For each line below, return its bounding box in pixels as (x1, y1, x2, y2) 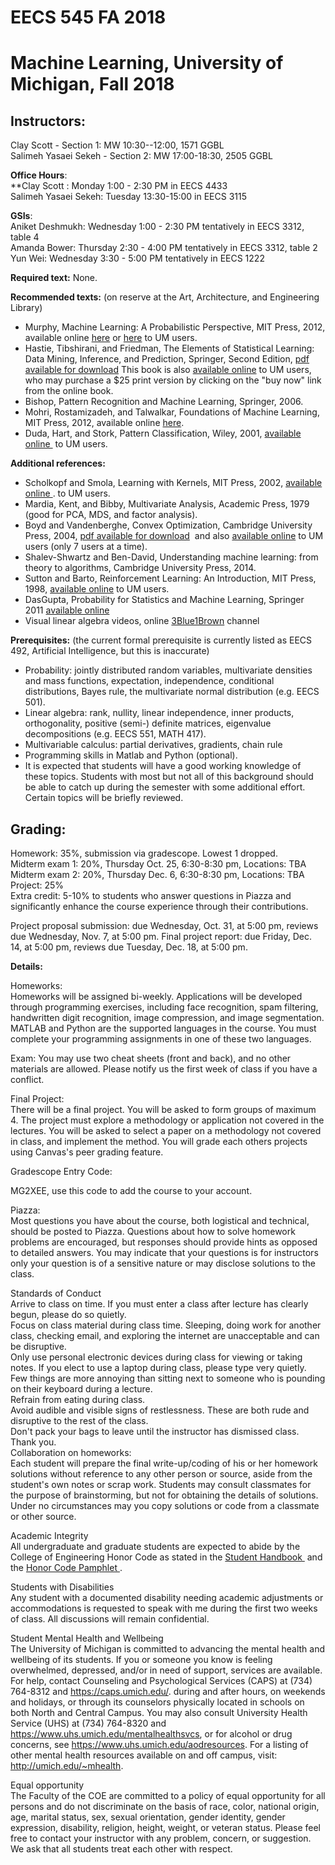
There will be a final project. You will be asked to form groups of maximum (10, 1104, 317, 1115)
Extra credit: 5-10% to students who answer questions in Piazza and (10, 890, 292, 901)
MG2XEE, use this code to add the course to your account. (10, 1185, 253, 1196)
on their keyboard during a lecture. (10, 1383, 153, 1395)
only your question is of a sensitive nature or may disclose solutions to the (10, 1257, 316, 1269)
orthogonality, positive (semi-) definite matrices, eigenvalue (24, 717, 272, 730)
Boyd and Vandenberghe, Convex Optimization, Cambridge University (24, 519, 313, 531)
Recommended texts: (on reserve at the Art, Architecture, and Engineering (10, 291, 320, 303)
